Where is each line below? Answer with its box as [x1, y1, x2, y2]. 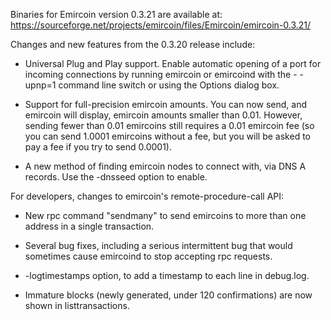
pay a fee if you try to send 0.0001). [24, 141, 172, 153]
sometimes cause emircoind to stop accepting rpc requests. [24, 250, 273, 262]
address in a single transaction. [24, 220, 155, 232]
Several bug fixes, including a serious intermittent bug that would [24, 240, 293, 251]
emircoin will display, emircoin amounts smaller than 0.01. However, [24, 109, 303, 121]
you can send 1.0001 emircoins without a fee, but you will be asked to [24, 130, 311, 142]
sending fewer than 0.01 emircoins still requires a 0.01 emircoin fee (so [24, 120, 315, 131]
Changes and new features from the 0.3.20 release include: [10, 39, 256, 50]
